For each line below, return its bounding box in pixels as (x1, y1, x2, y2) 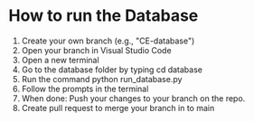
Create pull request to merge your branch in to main (21, 102, 215, 113)
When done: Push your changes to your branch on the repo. (21, 92, 246, 104)
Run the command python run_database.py (21, 73, 183, 84)
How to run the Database (8, 5, 199, 26)
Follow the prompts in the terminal (21, 83, 149, 94)
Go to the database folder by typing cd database (21, 64, 202, 75)
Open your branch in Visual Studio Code (21, 44, 173, 55)
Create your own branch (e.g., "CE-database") (21, 35, 195, 46)
